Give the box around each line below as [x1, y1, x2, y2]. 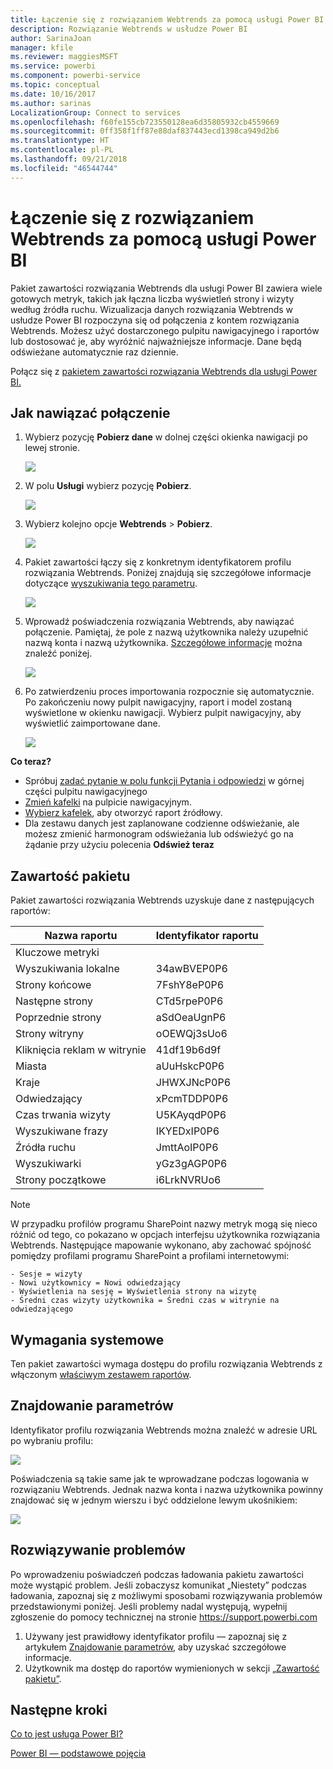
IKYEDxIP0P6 [155, 1124, 220, 1138]
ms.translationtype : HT [10, 136, 110, 146]
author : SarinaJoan [10, 33, 92, 43]
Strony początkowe [15, 1173, 107, 1187]
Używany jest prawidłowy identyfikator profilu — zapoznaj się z [24, 1630, 288, 1642]
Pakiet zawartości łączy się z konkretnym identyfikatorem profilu [24, 556, 292, 568]
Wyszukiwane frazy [15, 1124, 109, 1138]
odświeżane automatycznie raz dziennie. [10, 346, 179, 358]
